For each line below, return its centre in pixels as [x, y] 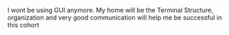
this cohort [23, 25]
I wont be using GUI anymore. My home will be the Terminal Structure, [111, 10]
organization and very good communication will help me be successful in [115, 17]
